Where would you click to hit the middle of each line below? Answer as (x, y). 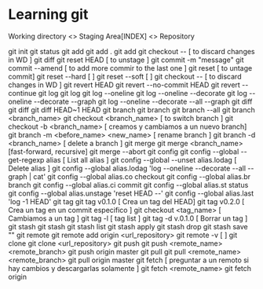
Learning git (48, 15)
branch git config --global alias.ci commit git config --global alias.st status (128, 185)
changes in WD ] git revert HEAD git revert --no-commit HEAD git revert (124, 85)
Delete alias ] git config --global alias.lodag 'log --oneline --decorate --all (127, 168)
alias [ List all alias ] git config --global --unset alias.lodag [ (141, 159)
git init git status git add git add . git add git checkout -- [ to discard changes (131, 51)
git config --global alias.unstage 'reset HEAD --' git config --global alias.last (131, 193)
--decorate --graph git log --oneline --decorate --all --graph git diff (143, 101)
